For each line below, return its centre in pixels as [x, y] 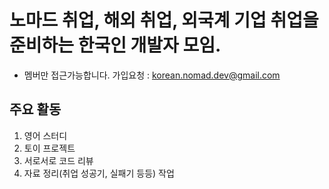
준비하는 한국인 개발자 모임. [115, 45]
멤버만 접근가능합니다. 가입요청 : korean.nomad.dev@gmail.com [152, 75]
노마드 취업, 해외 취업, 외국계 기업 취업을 [164, 20]
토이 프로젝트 [49, 148]
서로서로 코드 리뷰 [58, 160]
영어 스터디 [45, 135]
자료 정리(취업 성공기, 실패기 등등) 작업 [99, 173]
